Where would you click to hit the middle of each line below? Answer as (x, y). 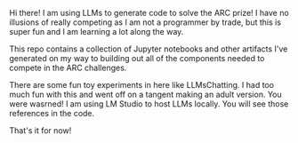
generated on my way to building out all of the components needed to (137, 58)
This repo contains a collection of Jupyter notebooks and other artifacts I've (149, 49)
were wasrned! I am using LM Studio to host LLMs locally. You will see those (149, 104)
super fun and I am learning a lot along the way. (97, 32)
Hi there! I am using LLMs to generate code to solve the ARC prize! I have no (149, 13)
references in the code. (52, 113)
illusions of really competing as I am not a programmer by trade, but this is (145, 22)
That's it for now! (40, 131)
